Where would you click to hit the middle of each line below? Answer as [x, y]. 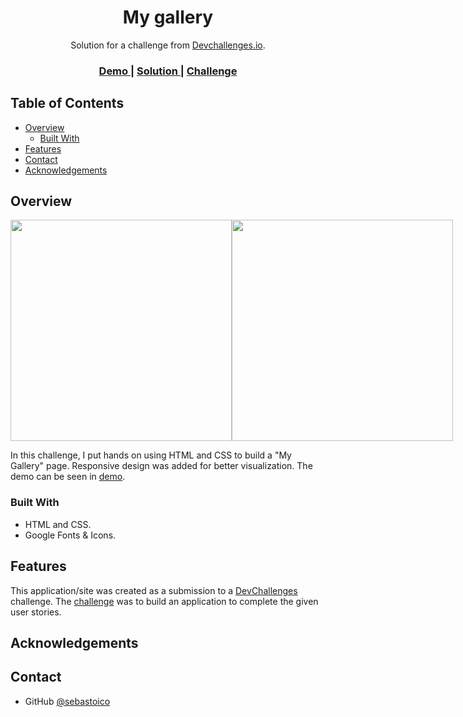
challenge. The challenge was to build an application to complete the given [164, 601]
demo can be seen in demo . [68, 477]
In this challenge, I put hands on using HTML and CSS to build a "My [151, 455]
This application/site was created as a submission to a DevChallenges [154, 590]
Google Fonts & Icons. [70, 535]
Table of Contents [67, 103]
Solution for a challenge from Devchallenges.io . [168, 45]
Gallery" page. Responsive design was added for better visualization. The [161, 466]
